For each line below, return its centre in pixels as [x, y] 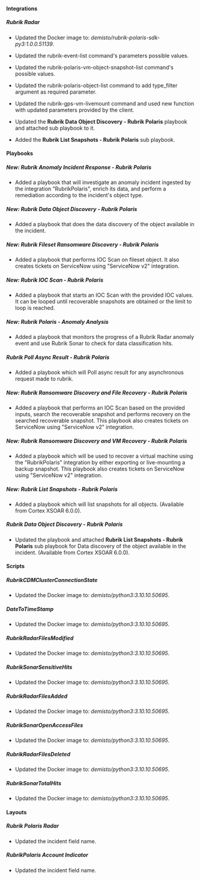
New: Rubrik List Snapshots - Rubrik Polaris [62, 489]
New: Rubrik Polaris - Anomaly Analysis [58, 321]
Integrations [22, 8]
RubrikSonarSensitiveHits [39, 667]
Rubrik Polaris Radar [32, 826]
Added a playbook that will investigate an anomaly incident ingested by [103, 182]
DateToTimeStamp [30, 609]
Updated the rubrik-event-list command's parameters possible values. [102, 55]
